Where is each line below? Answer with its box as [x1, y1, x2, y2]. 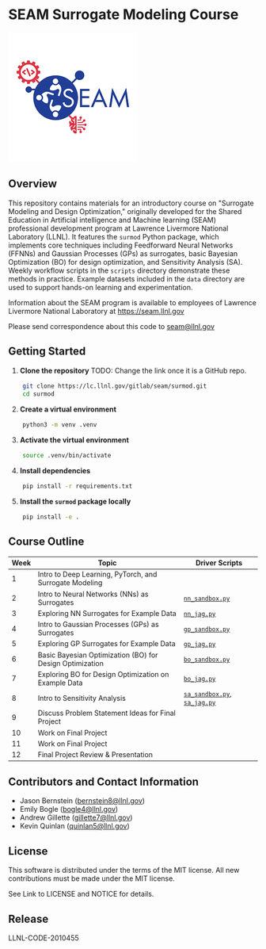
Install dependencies [19, 466, 91, 476]
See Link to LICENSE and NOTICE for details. [8, 890, 154, 899]
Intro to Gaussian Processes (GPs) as [37, 620, 160, 629]
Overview [8, 177, 58, 191]
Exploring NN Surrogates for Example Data [37, 608, 177, 618]
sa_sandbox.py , [183, 689, 232, 698]
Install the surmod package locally [19, 496, 131, 506]
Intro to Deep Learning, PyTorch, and [37, 569, 158, 580]
